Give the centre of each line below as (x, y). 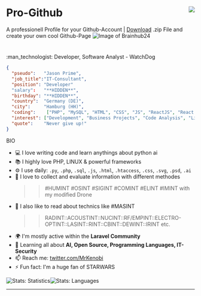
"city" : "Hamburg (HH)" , (48, 107)
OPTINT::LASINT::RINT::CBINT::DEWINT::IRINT (102, 224)
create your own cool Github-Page (49, 35)
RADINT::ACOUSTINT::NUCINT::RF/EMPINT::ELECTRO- (113, 218)
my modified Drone (68, 194)
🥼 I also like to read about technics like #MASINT (75, 206)
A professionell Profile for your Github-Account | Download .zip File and (95, 29)
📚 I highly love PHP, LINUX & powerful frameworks (78, 161)
